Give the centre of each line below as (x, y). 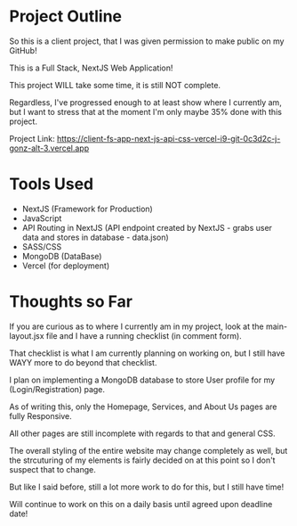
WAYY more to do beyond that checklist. (83, 362)
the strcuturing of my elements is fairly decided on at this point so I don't (142, 460)
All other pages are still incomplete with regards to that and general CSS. (142, 433)
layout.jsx (27, 335)
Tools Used (52, 184)
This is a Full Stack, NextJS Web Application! (91, 68)
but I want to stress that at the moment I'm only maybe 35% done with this (146, 111)
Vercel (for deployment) (65, 266)
